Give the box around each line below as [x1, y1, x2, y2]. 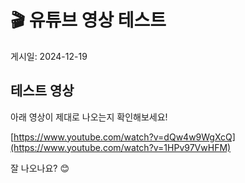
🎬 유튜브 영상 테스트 [10, 9, 167, 32]
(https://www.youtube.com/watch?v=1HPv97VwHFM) [10, 141, 232, 153]
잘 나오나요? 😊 [10, 162, 70, 174]
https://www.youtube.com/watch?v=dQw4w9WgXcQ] [13, 131, 236, 143]
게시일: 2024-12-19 [10, 50, 88, 62]
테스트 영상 [10, 82, 75, 100]
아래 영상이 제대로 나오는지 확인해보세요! [10, 111, 168, 123]
